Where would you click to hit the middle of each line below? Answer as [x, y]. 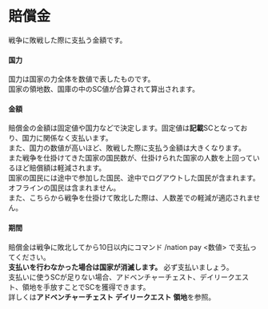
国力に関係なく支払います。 [68, 138]
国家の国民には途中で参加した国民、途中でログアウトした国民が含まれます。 [134, 178]
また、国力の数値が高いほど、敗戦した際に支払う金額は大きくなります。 [127, 148]
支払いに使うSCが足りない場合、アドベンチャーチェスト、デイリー [118, 277]
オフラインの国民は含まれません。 [64, 188]
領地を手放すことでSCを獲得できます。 [86, 287]
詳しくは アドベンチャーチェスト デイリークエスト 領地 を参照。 [112, 297]
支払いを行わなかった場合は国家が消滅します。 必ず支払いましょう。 [121, 267]
